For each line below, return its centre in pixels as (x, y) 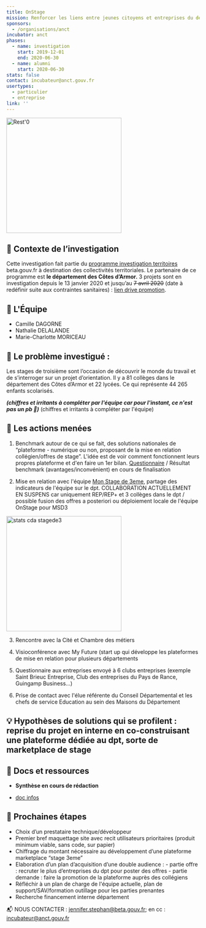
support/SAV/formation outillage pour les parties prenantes (90, 890)
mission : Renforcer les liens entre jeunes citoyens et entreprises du (100, 18)
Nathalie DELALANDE (42, 331)
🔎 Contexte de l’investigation (63, 249)
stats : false (23, 75)
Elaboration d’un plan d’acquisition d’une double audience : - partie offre (106, 864)
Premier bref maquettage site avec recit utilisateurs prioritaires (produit (105, 838)
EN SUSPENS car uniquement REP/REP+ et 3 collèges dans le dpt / (100, 494)
